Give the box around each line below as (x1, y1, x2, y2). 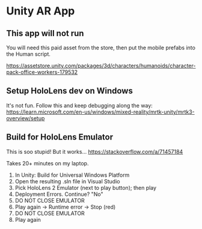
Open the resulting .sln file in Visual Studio (14, 177, 120, 185)
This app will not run (6, 28, 84, 38)
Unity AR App (6, 4, 75, 18)
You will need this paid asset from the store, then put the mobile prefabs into (6, 44, 195, 51)
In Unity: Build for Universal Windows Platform (14, 171, 130, 179)
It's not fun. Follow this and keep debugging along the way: (6, 102, 153, 109)
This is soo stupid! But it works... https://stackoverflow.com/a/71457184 (6, 148, 183, 155)
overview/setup (6, 114, 45, 121)
